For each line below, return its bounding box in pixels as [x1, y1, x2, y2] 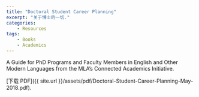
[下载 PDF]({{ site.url [6, 77, 58, 84]
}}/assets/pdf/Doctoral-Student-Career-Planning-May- [58, 77, 194, 84]
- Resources [17, 25, 47, 32]
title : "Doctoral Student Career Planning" [6, 8, 117, 15]
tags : [6, 31, 20, 37]
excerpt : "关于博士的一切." [6, 14, 70, 20]
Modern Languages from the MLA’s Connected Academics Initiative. [6, 65, 174, 72]
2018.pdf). [6, 84, 32, 91]
